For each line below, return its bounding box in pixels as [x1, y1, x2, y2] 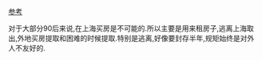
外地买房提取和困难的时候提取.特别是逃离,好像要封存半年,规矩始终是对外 [17, 34, 255, 43]
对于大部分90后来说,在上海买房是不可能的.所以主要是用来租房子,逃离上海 [8, 24, 248, 33]
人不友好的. [8, 43, 46, 53]
